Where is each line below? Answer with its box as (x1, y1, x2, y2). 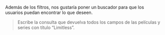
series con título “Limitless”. (17, 24, 75, 30)
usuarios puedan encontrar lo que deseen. (5, 9, 93, 15)
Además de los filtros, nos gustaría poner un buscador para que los (5, 4, 144, 10)
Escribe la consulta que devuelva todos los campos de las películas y (17, 19, 160, 25)
